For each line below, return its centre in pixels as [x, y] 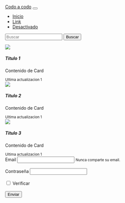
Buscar [72, 37]
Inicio [18, 16]
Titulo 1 [13, 58]
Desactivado [25, 27]
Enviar [14, 194]
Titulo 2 [13, 95]
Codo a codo [18, 7]
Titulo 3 [13, 133]
